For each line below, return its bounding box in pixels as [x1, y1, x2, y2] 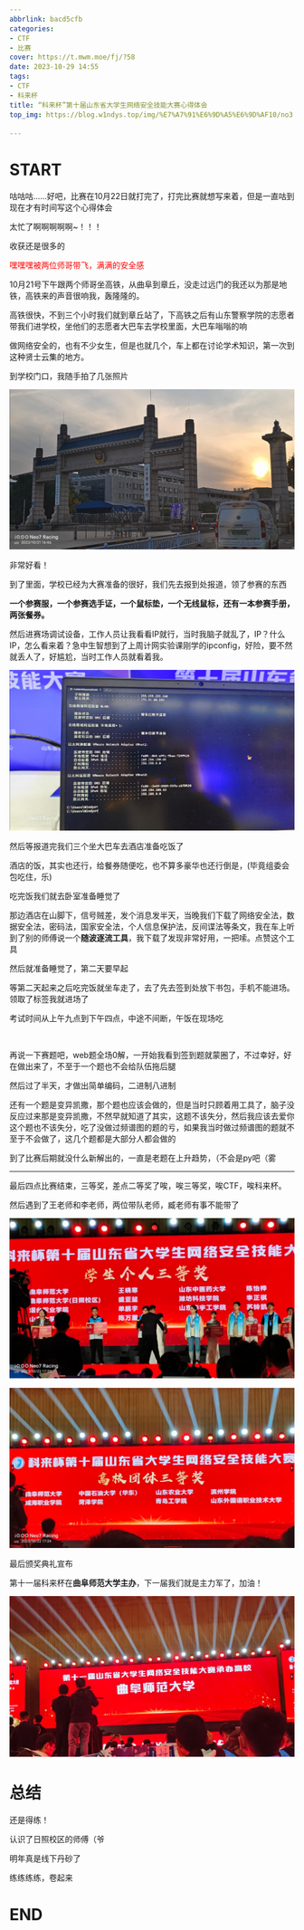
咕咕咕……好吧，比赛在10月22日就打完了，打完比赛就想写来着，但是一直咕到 [9, 191, 295, 202]
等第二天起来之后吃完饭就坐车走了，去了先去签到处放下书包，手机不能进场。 [9, 982, 295, 993]
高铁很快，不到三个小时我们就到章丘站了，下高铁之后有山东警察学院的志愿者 [9, 310, 295, 320]
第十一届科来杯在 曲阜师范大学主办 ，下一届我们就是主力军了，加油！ [9, 1578, 263, 1589]
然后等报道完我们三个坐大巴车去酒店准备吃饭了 [9, 840, 184, 851]
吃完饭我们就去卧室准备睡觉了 [9, 890, 120, 901]
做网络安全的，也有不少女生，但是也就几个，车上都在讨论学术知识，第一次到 [9, 340, 295, 351]
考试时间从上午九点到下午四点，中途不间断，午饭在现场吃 [9, 1012, 223, 1023]
